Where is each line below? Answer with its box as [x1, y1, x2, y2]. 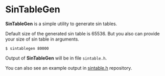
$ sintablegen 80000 [5, 46, 50, 51]
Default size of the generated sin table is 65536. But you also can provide [5, 30, 160, 36]
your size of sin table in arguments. [5, 36, 79, 42]
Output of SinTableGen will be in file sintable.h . [5, 55, 107, 61]
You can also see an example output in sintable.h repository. [5, 65, 132, 71]
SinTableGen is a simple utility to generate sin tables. [5, 21, 117, 27]
